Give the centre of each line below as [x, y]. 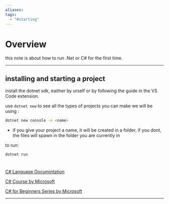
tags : [11, 15]
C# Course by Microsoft [30, 181]
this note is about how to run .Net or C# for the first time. [64, 58]
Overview [26, 44]
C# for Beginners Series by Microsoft [44, 191]
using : [12, 111]
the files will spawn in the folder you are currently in [66, 135]
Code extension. [22, 96]
